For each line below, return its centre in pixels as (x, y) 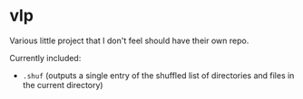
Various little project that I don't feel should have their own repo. (129, 40)
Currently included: (45, 58)
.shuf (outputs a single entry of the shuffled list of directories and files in (158, 75)
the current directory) (63, 85)
